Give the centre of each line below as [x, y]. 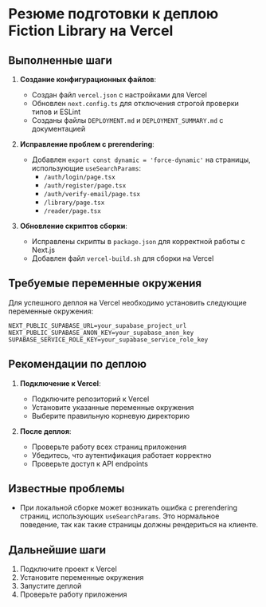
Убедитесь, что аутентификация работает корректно [122, 455]
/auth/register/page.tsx [85, 186]
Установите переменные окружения [82, 577]
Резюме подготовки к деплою [113, 14]
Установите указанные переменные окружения [113, 407]
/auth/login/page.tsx [79, 177]
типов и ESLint [56, 112]
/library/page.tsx [74, 203]
